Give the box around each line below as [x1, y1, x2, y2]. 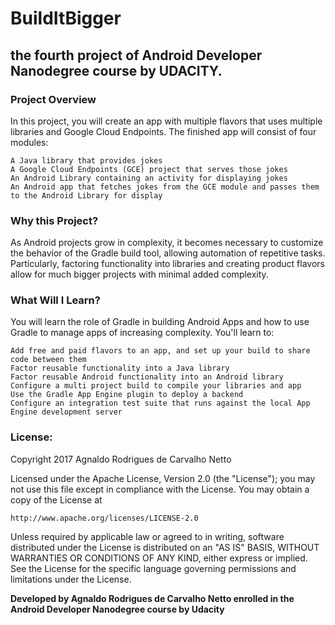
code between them [10, 355, 87, 365]
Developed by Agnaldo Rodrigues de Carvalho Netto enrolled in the [10, 592, 295, 604]
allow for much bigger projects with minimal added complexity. [10, 268, 269, 281]
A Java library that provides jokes [10, 155, 163, 166]
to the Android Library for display [10, 190, 163, 201]
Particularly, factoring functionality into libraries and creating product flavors [10, 258, 325, 270]
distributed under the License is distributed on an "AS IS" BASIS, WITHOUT [10, 541, 320, 553]
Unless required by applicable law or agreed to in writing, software [10, 530, 285, 542]
